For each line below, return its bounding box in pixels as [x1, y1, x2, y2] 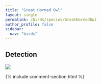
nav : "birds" [10, 31, 38, 36]
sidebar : [5, 27, 24, 32]
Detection [5, 50, 37, 59]
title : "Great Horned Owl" [5, 7, 63, 13]
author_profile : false [5, 22, 54, 27]
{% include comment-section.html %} [5, 73, 85, 79]
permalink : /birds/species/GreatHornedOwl [5, 17, 97, 22]
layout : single [5, 12, 38, 17]
